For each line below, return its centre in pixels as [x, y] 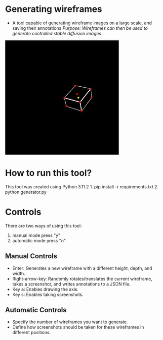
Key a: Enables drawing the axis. [45, 289]
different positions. [31, 333]
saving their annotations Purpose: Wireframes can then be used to [80, 28]
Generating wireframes [54, 9]
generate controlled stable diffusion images [57, 33]
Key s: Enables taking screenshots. [48, 294]
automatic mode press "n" [39, 240]
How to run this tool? [49, 173]
